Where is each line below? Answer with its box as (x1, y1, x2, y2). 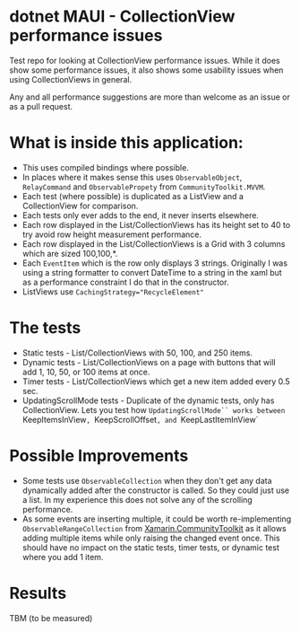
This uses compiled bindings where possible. (21, 162, 190, 172)
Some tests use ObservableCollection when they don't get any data (21, 475, 272, 486)
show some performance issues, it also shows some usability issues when (9, 65, 284, 75)
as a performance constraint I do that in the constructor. (21, 276, 229, 287)
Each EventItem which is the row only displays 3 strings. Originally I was (21, 258, 288, 268)
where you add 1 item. (21, 551, 104, 562)
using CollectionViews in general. (9, 74, 133, 84)
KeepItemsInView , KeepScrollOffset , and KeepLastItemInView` (21, 414, 259, 425)
